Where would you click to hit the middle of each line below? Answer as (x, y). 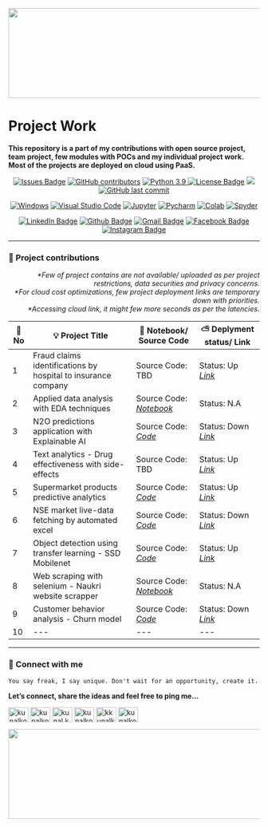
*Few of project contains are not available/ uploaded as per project (148, 275)
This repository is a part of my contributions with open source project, (127, 148)
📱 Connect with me (46, 664)
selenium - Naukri (67, 586)
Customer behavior (69, 609)
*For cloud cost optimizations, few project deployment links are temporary (137, 292)
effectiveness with (67, 465)
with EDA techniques (72, 409)
